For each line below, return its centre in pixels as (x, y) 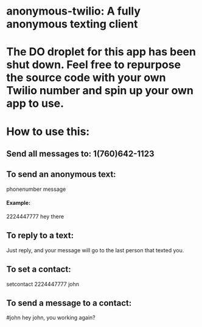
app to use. (35, 104)
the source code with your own (86, 78)
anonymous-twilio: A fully (74, 11)
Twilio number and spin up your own (100, 91)
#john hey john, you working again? (51, 318)
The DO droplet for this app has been (101, 52)
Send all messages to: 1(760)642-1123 (80, 153)
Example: (19, 203)
